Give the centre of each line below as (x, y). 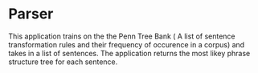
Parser (31, 14)
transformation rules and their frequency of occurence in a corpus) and (127, 44)
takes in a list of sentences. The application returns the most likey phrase (129, 53)
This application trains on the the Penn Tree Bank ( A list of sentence (122, 36)
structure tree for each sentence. (63, 62)
